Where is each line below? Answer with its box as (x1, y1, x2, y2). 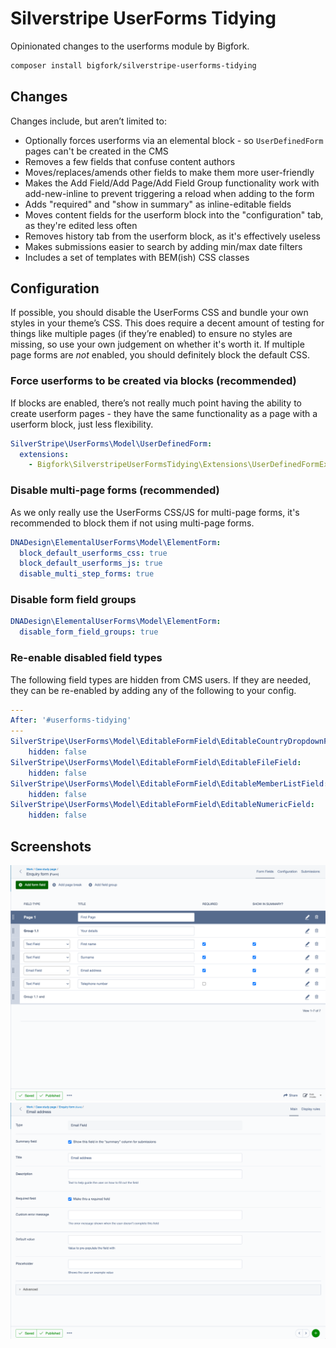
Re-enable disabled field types (10, 651, 163, 665)
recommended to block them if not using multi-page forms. (10, 517, 255, 529)
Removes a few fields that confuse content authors (24, 155, 236, 167)
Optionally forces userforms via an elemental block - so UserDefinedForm (24, 134, 324, 146)
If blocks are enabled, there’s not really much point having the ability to (10, 397, 302, 409)
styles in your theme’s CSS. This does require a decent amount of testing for (10, 317, 325, 329)
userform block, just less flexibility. (10, 418, 154, 430)
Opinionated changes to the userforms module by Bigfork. (10, 40, 250, 52)
